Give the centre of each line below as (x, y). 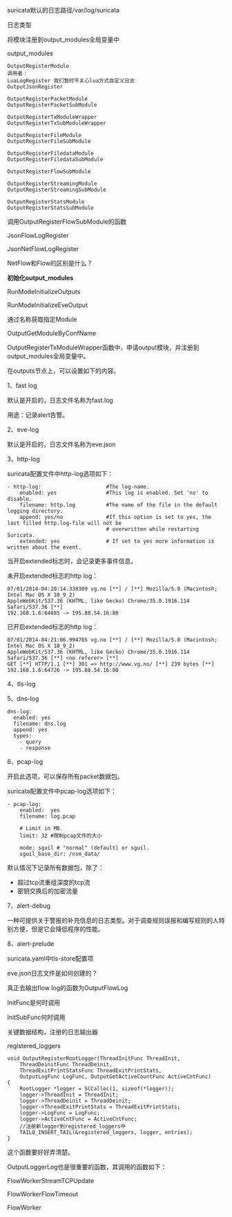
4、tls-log (21, 684)
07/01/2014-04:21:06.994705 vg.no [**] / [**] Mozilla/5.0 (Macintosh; (112, 640)
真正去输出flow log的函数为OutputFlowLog (68, 988)
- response (35, 748)
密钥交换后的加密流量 (47, 891)
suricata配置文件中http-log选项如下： (60, 474)
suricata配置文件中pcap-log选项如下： (62, 791)
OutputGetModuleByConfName (52, 333)
